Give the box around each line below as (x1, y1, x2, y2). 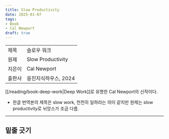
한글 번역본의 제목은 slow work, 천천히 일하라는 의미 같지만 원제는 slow (12, 99, 153, 105)
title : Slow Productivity (5, 7, 59, 12)
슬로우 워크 (27, 47, 52, 53)
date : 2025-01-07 (5, 12, 42, 17)
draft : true (5, 30, 30, 35)
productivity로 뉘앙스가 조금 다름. (12, 105, 79, 111)
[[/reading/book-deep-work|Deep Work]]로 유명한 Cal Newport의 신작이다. (5, 88, 158, 94)
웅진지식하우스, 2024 (27, 75, 75, 81)
